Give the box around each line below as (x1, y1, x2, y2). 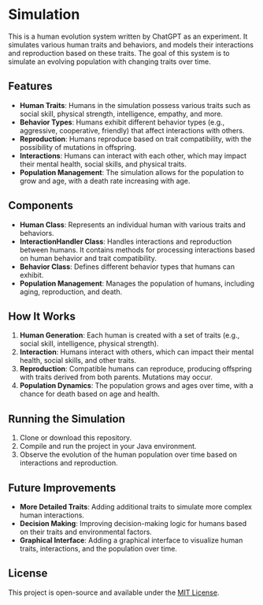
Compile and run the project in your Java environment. (19, 442, 197, 451)
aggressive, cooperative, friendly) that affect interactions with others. (19, 125, 245, 135)
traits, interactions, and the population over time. (19, 544, 177, 553)
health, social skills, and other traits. (19, 356, 136, 365)
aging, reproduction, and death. (19, 286, 123, 297)
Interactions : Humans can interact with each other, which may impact (19, 151, 246, 160)
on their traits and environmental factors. (19, 527, 152, 536)
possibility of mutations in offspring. (19, 142, 137, 151)
